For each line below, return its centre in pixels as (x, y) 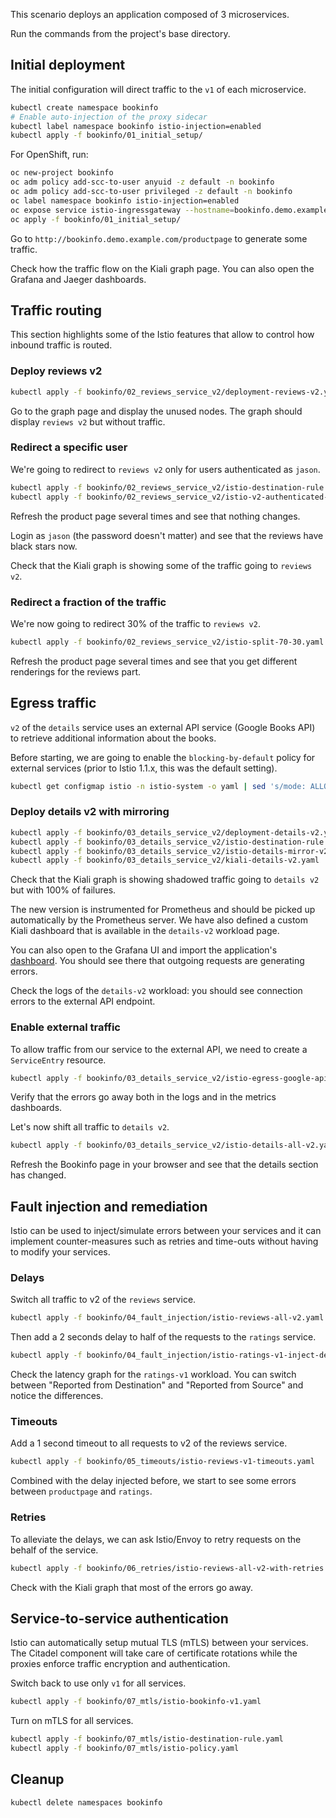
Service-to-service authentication (119, 1618)
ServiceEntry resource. (58, 1060)
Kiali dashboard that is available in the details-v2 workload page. (145, 931)
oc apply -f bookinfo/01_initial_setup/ (96, 219)
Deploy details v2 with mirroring (90, 812)
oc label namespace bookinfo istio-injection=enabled (125, 200)
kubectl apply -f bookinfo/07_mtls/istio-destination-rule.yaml (147, 1739)
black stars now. (44, 546)
